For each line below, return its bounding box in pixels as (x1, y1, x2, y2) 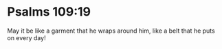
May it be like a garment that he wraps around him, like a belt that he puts (7, 27, 215, 35)
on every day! (7, 33, 46, 42)
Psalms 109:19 (7, 4, 91, 20)
